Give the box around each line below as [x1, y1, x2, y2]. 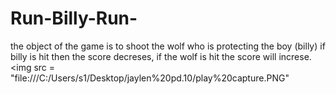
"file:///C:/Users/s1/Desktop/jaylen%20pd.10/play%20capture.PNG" [10, 72, 290, 84]
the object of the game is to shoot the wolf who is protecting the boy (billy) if [10, 40, 326, 52]
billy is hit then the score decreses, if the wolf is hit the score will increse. [10, 50, 312, 62]
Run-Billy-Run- [10, 7, 138, 30]
